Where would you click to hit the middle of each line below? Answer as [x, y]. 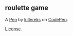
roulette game [27, 8]
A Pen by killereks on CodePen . [36, 19]
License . [14, 29]
